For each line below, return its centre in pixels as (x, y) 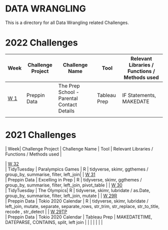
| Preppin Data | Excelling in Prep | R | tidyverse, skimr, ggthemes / (73, 179)
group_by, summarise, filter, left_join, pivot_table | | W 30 (64, 185)
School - (69, 92)
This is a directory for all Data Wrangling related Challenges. (67, 22)
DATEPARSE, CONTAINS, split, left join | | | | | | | (54, 222)
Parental (68, 98)
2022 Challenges (42, 43)
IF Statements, (139, 95)
